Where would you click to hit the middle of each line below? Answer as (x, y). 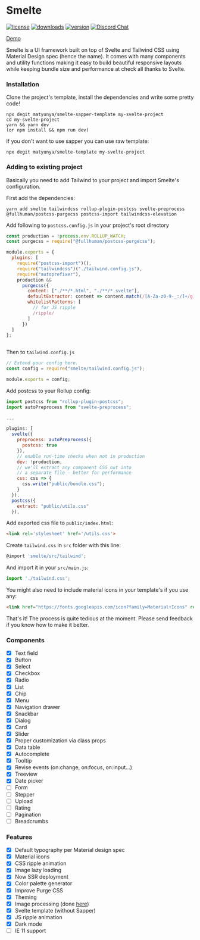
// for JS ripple (54, 308)
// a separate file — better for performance (74, 473)
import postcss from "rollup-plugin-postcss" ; (65, 402)
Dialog (23, 720)
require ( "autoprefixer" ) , (49, 274)
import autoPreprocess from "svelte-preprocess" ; (69, 407)
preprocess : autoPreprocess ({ (54, 440)
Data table (27, 747)
